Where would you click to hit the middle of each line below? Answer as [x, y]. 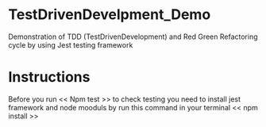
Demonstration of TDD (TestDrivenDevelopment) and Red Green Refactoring [133, 37]
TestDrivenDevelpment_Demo [110, 15]
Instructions [49, 77]
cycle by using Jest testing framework [71, 44]
